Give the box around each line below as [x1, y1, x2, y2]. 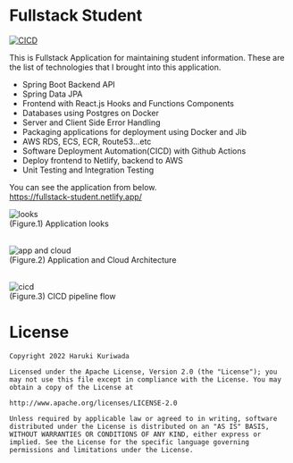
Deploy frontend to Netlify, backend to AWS [21, 155, 183, 165]
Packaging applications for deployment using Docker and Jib [21, 126, 247, 137]
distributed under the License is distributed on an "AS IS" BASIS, [9, 422, 270, 431]
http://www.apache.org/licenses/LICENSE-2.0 [9, 399, 178, 408]
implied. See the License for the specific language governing [9, 437, 250, 447]
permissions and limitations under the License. [9, 445, 194, 454]
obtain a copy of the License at [9, 383, 134, 391]
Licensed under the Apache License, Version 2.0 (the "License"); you [9, 367, 278, 376]
